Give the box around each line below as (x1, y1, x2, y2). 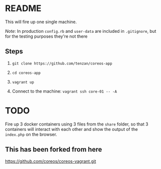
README (5, 3, 42, 14)
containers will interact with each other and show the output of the (5, 126, 138, 132)
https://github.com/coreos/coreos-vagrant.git (5, 158, 97, 164)
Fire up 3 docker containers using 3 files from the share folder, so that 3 (5, 121, 149, 127)
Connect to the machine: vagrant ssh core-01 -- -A (12, 88, 117, 94)
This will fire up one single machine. (5, 19, 77, 25)
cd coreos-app (12, 70, 41, 75)
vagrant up (12, 80, 34, 84)
